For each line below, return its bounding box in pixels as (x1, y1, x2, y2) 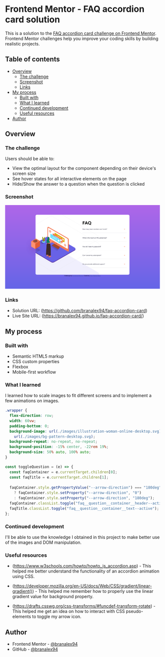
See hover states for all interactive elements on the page (12, 176, 127, 182)
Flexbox (12, 364, 28, 370)
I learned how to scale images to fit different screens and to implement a (5, 393, 152, 399)
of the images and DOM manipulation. (5, 539, 82, 545)
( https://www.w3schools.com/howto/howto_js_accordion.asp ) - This (12, 563, 151, 569)
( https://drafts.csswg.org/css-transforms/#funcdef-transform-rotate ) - (12, 603, 156, 609)
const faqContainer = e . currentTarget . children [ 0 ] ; (9, 469, 118, 475)
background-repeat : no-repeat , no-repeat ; (9, 439, 98, 444)
